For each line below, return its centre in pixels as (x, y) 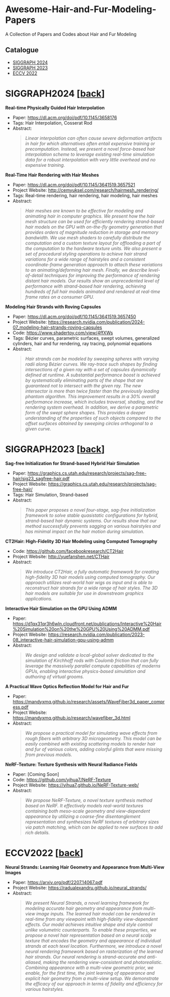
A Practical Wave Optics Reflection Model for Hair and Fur (67, 686)
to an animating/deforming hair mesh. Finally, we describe (86, 270)
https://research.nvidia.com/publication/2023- (96, 634)
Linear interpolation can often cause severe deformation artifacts (94, 138)
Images (13, 872)
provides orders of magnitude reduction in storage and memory (92, 232)
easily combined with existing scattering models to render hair (90, 743)
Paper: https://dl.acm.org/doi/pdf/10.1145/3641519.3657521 (74, 185)
